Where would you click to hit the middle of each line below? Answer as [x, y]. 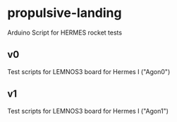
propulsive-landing [65, 13]
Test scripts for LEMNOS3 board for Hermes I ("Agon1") [88, 111]
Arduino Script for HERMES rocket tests [65, 32]
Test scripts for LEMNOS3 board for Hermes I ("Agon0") [89, 71]
